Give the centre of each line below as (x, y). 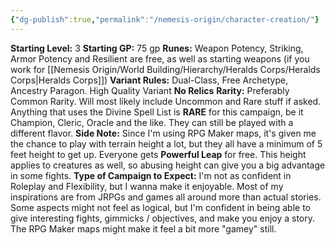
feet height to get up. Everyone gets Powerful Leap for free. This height (158, 154)
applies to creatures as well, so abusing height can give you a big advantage (168, 165)
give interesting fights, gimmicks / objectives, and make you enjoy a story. (163, 218)
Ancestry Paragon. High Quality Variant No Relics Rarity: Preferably (150, 90)
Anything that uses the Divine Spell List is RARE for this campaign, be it (157, 112)
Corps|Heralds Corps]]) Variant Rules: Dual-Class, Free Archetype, (149, 80)
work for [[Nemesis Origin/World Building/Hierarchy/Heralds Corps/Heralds (165, 69)
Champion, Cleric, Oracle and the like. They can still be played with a (152, 122)
